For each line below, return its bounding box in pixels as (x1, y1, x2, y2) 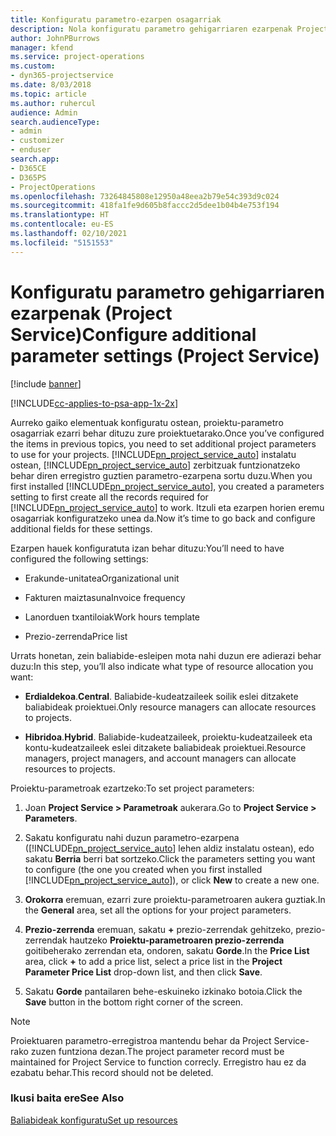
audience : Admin (10, 107, 78, 118)
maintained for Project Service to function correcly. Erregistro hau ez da (10, 1056, 307, 1068)
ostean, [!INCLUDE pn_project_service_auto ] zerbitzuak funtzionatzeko (10, 459, 301, 471)
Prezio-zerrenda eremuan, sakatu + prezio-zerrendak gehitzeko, (24, 923, 294, 935)
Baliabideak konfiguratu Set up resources (10, 1114, 178, 1126)
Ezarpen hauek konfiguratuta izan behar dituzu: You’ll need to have (10, 542, 285, 554)
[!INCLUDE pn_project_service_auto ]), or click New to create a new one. (24, 874, 320, 886)
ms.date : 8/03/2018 (10, 80, 92, 90)
